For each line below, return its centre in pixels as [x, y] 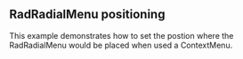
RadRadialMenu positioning [87, 15]
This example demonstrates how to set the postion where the [121, 35]
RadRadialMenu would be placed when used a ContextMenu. [121, 45]
